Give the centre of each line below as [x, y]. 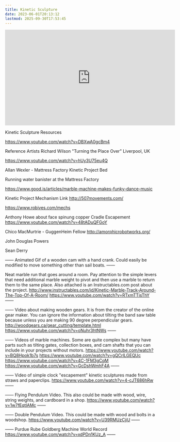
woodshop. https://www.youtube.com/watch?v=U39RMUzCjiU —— [73, 420]
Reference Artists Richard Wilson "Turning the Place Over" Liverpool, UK [78, 151]
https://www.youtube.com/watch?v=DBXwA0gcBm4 [57, 142]
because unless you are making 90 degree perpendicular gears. [69, 320]
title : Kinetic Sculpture [31, 9]
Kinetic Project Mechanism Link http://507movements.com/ [64, 198]
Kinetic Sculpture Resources [33, 132]
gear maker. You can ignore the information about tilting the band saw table [81, 315]
